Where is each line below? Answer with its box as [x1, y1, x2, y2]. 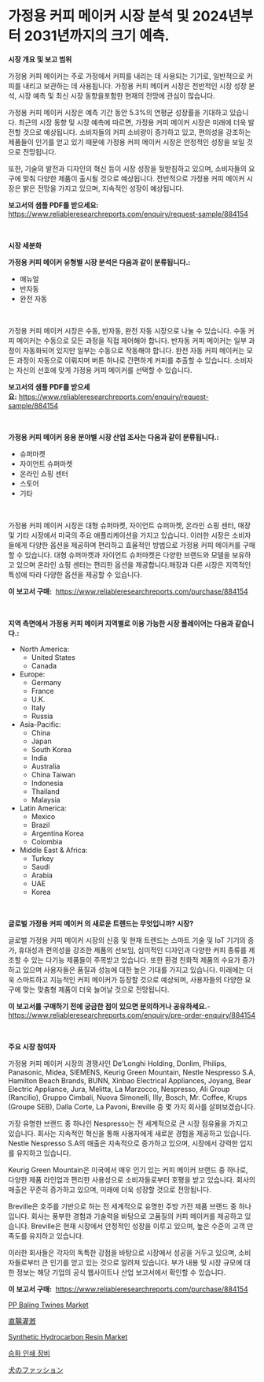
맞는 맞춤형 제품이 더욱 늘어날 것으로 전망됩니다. [22, 985, 170, 994]
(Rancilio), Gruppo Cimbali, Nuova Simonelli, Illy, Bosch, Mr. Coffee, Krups [8, 1093, 247, 1102]
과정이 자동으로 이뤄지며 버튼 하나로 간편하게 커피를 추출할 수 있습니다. [16, 356, 233, 365]
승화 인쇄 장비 [8, 1348, 51, 1358]
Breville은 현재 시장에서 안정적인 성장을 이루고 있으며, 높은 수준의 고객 [31, 1221, 246, 1231]
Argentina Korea [31, 829, 84, 838]
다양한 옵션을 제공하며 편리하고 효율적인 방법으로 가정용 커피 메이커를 [28, 540, 241, 549]
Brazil [31, 820, 50, 829]
